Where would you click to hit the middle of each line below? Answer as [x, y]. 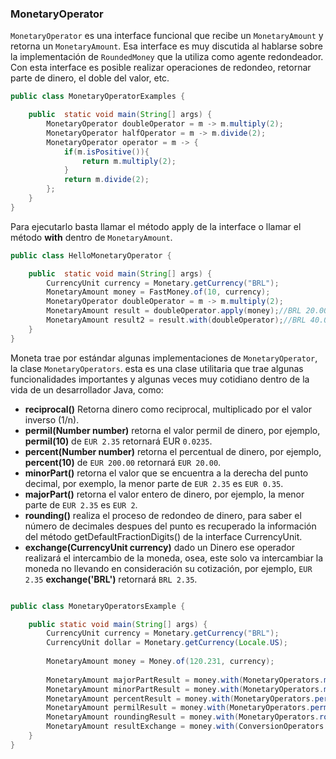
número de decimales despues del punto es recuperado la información [170, 526]
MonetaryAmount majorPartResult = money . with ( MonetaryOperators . [185, 680]
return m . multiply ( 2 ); [129, 161]
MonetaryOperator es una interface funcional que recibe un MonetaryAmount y [167, 36]
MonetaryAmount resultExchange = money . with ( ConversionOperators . [187, 727]
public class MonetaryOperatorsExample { [98, 606]
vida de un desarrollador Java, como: [87, 389]
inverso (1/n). [52, 419]
